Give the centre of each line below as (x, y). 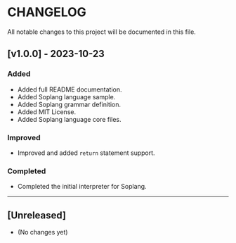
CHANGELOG (47, 12)
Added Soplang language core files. (69, 119)
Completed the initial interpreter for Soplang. (82, 187)
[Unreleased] (37, 215)
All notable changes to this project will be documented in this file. (102, 32)
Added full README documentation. (70, 89)
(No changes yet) (42, 232)
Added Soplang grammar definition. (69, 104)
